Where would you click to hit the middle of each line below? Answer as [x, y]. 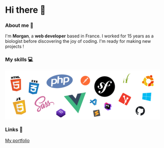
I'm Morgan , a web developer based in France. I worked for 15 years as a [79, 36]
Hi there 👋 [25, 10]
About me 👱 [19, 26]
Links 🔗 [14, 130]
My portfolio [17, 140]
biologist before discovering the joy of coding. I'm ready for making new [78, 41]
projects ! [15, 47]
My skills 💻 [19, 59]
